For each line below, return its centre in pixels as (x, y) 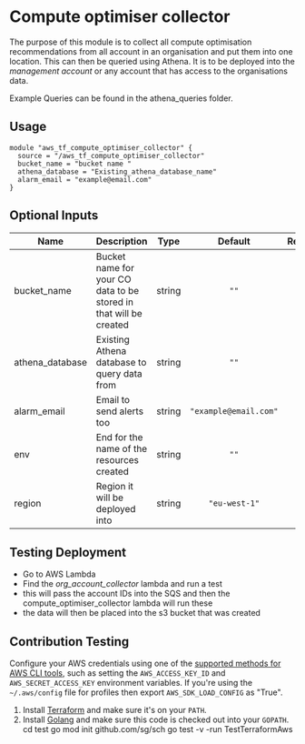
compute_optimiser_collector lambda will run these (118, 603)
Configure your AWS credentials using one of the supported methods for (145, 664)
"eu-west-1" (234, 503)
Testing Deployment (68, 552)
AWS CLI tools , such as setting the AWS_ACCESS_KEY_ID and (118, 673)
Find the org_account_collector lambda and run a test (122, 584)
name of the (122, 448)
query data (119, 373)
